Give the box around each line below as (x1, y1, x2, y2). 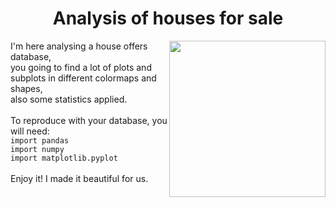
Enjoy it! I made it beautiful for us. (10, 172, 149, 184)
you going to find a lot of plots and (10, 61, 152, 73)
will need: (10, 125, 50, 137)
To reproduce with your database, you (10, 114, 168, 126)
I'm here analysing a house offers (10, 40, 148, 52)
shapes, (10, 82, 43, 94)
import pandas (10, 135, 70, 146)
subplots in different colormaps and (10, 72, 157, 84)
